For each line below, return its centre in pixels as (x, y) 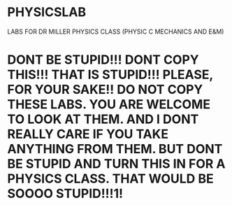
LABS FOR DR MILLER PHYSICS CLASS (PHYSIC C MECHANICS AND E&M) (116, 31)
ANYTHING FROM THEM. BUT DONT (115, 149)
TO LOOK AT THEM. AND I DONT (103, 119)
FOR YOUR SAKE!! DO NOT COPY (105, 90)
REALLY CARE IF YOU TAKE (88, 134)
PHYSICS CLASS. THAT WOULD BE (111, 179)
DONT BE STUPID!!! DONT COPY (103, 60)
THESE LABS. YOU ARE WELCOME (109, 105)
